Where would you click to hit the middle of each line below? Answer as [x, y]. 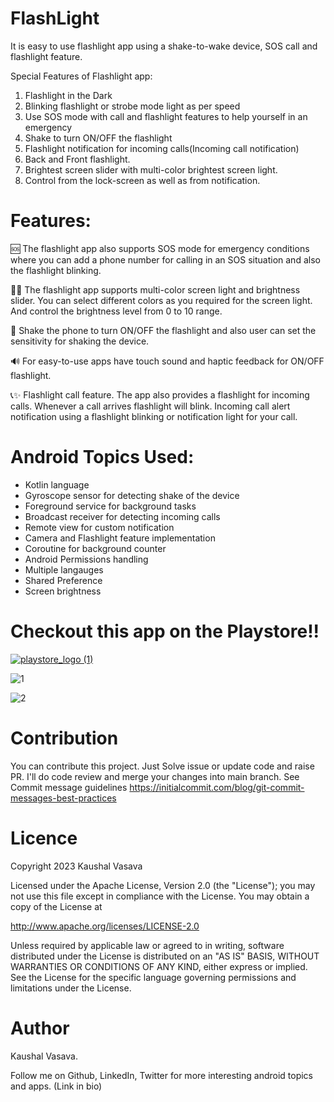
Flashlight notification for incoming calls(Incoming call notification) [162, 148]
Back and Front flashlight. [77, 159]
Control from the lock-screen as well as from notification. [142, 180]
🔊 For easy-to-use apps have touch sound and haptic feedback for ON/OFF [167, 361]
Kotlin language [57, 484]
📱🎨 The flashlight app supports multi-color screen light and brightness [155, 289]
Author [40, 1028]
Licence [44, 838]
